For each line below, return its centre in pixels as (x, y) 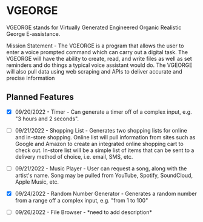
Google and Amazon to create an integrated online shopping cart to (99, 144)
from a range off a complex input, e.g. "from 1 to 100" (82, 200)
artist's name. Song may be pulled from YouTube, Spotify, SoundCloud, (104, 175)
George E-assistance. (33, 33)
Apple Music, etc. (37, 182)
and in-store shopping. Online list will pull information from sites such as (105, 137)
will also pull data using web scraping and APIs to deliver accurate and (95, 71)
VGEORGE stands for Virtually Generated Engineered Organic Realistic (94, 27)
